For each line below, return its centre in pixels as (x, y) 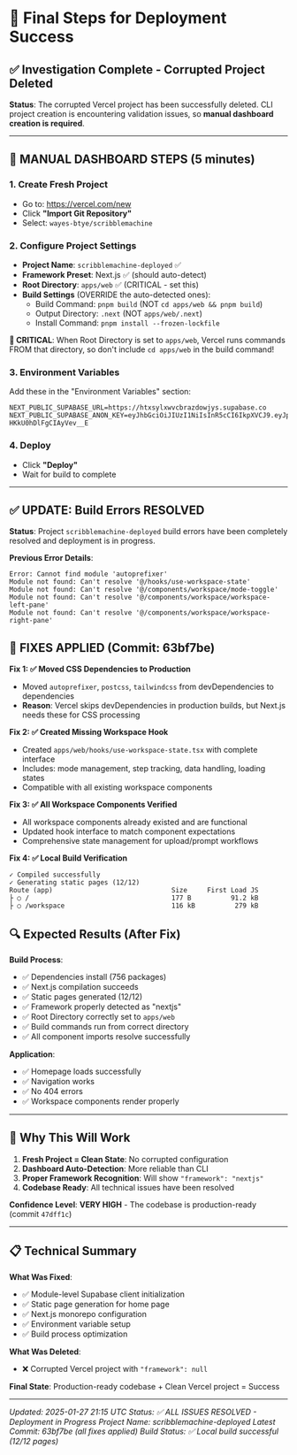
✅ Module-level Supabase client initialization (103, 1294)
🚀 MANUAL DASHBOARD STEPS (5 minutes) (132, 160)
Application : (32, 1054)
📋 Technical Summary (73, 1251)
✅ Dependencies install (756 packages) (94, 977)
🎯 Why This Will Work (70, 1138)
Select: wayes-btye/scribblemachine (87, 222)
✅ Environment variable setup (76, 1324)
